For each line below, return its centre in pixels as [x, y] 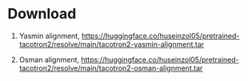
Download [42, 14]
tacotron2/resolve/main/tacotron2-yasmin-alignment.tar [112, 44]
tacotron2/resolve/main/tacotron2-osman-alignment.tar [111, 67]
